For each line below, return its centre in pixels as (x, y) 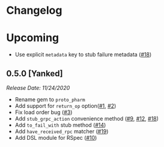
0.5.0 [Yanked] (35, 73)
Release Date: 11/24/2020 (38, 88)
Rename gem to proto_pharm (50, 99)
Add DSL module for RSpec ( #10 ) (56, 137)
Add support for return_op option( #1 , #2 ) (65, 106)
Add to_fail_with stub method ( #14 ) (60, 125)
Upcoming (33, 38)
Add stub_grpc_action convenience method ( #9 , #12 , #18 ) (87, 118)
